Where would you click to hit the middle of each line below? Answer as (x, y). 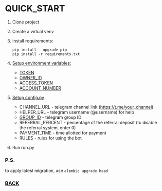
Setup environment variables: (42, 63)
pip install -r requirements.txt (46, 54)
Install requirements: (33, 41)
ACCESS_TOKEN (36, 83)
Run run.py (23, 147)
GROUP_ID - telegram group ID (50, 117)
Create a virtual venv (33, 31)
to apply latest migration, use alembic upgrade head (56, 171)
